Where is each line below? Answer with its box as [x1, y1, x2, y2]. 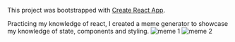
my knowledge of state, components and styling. [7, 27, 150, 35]
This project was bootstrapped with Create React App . [7, 6, 166, 14]
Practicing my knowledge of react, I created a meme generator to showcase [7, 20, 229, 27]
